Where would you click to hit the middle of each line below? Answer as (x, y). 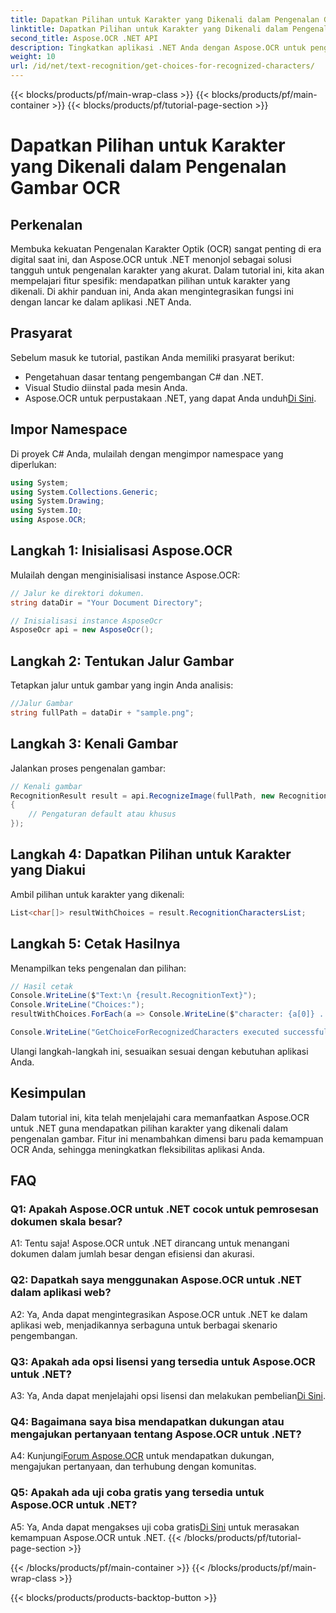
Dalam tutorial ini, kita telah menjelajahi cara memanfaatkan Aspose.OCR (160, 1117)
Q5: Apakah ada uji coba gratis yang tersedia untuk (137, 1493)
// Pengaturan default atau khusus (102, 814)
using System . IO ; (46, 511)
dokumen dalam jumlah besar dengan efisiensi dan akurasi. (132, 1254)
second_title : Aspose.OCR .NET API (84, 38)
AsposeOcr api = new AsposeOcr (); (82, 630)
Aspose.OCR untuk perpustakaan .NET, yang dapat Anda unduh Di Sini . (170, 398)
